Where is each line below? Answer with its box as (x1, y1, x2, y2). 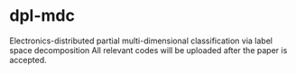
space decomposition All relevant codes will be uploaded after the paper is (9, 44, 288, 55)
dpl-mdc (9, 5, 75, 26)
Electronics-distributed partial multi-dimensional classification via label (9, 35, 273, 46)
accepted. (9, 54, 47, 65)
